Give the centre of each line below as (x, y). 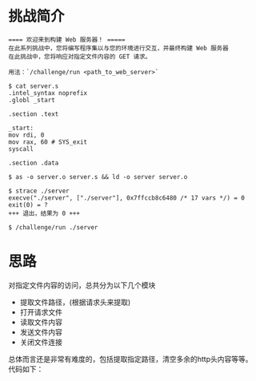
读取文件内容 (41, 322)
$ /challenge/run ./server (53, 227)
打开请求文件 (41, 312)
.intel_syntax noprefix (48, 93)
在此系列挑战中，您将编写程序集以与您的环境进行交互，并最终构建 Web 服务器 (119, 48)
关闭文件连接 (41, 342)
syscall (21, 149)
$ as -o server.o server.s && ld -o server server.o (98, 177)
